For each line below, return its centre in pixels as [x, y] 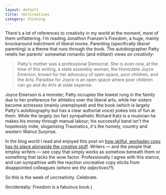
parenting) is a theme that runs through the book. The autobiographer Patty [82, 49]
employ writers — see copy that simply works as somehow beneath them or [83, 152]
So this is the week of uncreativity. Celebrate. [52, 178]
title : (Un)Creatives [28, 14]
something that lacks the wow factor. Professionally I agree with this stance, [83, 157]
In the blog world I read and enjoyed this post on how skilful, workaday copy [83, 141]
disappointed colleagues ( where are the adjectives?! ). [60, 168]
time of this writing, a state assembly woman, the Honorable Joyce [85, 69]
